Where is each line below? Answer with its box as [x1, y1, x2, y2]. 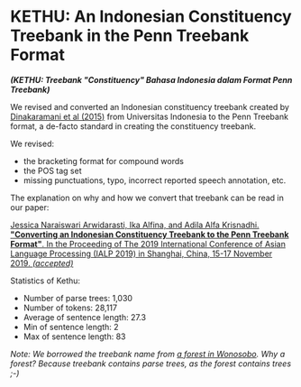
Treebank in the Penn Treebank [10, 25, 250, 46]
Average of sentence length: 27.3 [23, 311, 147, 322]
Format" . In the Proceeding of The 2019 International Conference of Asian [10, 238, 287, 249]
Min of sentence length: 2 [23, 321, 120, 332]
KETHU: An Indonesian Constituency [10, 6, 292, 27]
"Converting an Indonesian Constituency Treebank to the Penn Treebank [10, 228, 289, 240]
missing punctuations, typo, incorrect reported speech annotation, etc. [23, 174, 287, 186]
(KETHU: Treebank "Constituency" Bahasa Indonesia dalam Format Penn [10, 74, 293, 85]
